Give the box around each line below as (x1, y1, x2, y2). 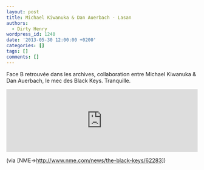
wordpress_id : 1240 (6, 31, 56, 38)
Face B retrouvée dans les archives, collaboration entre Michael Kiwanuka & (6, 70, 196, 77)
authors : (6, 20, 29, 26)
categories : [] (6, 43, 45, 49)
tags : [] (6, 48, 29, 54)
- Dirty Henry (12, 25, 47, 32)
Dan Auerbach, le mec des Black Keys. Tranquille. (6, 77, 131, 84)
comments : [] (6, 54, 39, 60)
